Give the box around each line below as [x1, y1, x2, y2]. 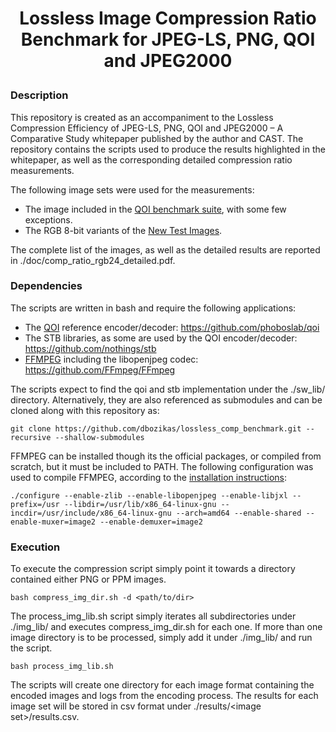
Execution [10, 540, 61, 554]
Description [10, 88, 69, 102]
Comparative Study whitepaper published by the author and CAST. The [10, 132, 304, 144]
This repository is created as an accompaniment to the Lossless [10, 111, 274, 123]
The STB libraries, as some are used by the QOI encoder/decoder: [24, 332, 298, 344]
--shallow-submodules [54, 432, 145, 442]
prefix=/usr [10, 499, 60, 509]
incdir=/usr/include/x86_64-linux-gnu [10, 508, 172, 518]
